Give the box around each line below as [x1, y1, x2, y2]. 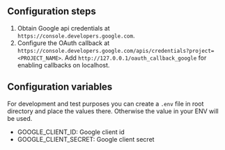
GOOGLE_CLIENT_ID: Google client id [17, 128, 125, 136]
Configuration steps [7, 6, 96, 17]
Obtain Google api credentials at [17, 24, 110, 32]
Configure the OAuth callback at [17, 38, 110, 47]
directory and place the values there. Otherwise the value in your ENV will [7, 107, 219, 115]
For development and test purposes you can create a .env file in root [7, 99, 204, 108]
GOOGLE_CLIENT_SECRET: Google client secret [17, 135, 155, 143]
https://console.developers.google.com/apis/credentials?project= [17, 47, 215, 54]
